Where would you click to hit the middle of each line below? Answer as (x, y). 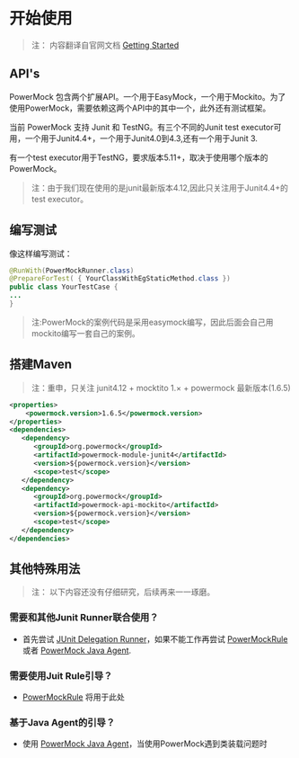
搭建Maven (41, 365)
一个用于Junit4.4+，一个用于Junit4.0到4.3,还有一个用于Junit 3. (141, 138)
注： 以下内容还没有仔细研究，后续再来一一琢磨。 (123, 592)
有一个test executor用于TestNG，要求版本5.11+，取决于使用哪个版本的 (139, 157)
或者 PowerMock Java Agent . (77, 650)
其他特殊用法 (45, 569)
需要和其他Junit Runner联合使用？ (84, 618)
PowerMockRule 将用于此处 (74, 697)
